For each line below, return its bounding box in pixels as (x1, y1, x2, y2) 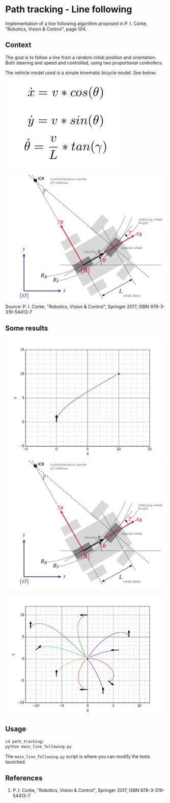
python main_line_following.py (5, 744, 72, 749)
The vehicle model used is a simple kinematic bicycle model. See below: (5, 69, 157, 76)
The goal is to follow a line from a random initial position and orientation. (5, 54, 157, 60)
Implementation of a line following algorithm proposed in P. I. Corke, (5, 20, 148, 27)
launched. (5, 759, 26, 765)
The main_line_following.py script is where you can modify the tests (5, 753, 150, 760)
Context (5, 41, 32, 50)
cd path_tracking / (5, 739, 44, 744)
